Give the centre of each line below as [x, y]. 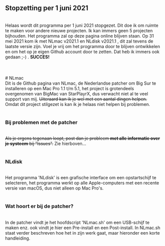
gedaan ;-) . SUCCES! [27, 57]
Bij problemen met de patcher [41, 122]
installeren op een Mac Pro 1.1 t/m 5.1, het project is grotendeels [70, 88]
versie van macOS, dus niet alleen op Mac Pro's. [54, 188]
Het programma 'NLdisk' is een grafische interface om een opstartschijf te [81, 178]
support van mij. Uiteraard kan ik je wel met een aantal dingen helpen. [76, 99]
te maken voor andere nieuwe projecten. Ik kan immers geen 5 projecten [79, 30]
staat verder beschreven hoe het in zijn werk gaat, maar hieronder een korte [82, 233]
